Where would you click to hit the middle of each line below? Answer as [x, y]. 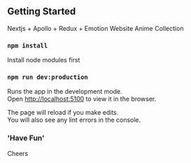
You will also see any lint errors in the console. [74, 120]
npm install [28, 45]
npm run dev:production [48, 77]
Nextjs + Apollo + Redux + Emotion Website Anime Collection [95, 28]
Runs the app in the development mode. [65, 92]
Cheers [18, 153]
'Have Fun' [26, 138]
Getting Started [42, 12]
